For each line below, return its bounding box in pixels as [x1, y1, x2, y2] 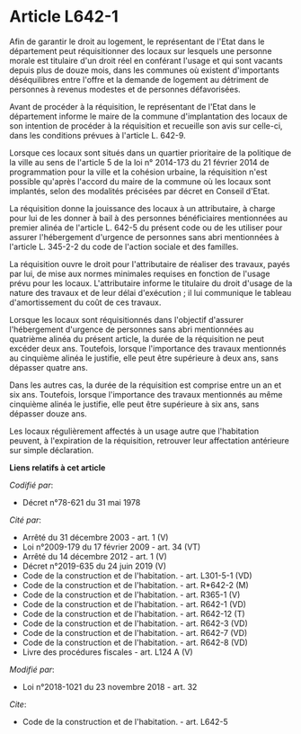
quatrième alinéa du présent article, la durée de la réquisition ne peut [9, 333, 265, 344]
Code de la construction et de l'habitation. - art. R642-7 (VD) [22, 627, 248, 638]
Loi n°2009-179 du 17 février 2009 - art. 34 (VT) [22, 542, 201, 552]
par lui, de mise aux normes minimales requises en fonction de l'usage [9, 268, 270, 279]
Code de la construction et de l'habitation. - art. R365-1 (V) [22, 589, 241, 600]
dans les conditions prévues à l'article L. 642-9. [9, 130, 186, 140]
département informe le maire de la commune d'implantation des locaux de [9, 111, 288, 121]
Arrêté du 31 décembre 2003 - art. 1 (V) [22, 532, 169, 542]
